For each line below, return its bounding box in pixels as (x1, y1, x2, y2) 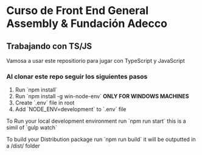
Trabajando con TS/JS (6, 41, 92, 51)
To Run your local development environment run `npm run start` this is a (6, 117, 187, 125)
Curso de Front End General (6, 4, 149, 18)
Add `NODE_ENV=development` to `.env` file (15, 106, 127, 113)
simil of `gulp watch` (6, 124, 58, 131)
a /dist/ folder (6, 142, 41, 150)
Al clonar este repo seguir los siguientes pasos (6, 72, 148, 81)
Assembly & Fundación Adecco (6, 16, 167, 31)
